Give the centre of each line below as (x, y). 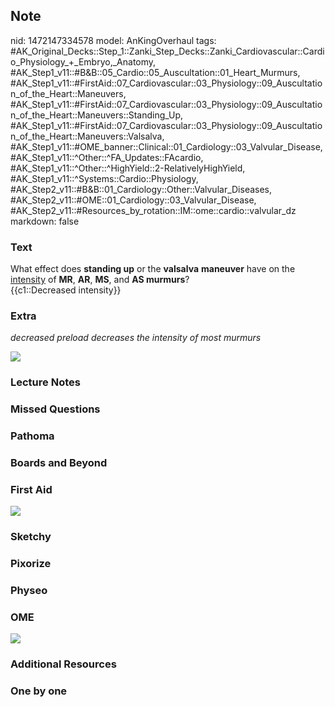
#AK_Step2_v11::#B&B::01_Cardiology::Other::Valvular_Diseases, (141, 189)
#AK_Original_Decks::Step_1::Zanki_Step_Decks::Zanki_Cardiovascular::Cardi (167, 51)
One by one (39, 691)
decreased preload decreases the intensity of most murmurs (136, 338)
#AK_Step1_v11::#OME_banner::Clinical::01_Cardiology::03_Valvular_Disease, (166, 146)
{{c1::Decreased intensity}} (66, 290)
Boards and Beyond (59, 463)
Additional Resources (63, 664)
